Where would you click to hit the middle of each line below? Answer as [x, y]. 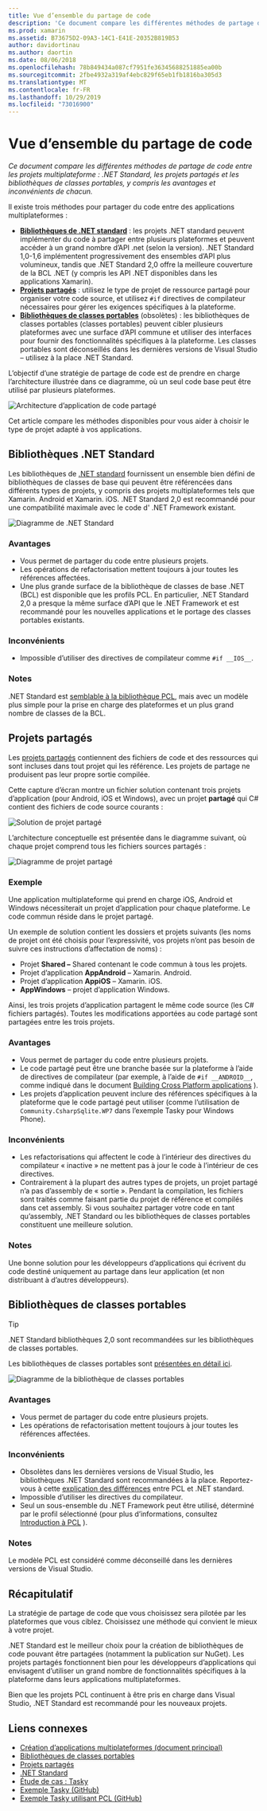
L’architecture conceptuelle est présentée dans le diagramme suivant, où [127, 837]
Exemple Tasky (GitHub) [59, 1790]
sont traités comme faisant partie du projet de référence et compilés [132, 1199]
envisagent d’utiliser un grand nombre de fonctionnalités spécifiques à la [127, 1671]
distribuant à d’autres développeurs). [69, 1280]
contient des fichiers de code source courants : [86, 806]
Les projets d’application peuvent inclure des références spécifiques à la [138, 1094]
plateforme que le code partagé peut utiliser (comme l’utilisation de [130, 1102]
